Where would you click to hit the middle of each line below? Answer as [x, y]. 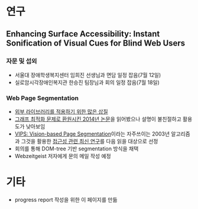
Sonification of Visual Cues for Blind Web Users [96, 43]
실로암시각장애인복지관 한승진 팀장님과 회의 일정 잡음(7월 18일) [87, 82]
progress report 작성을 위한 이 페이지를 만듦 [66, 200]
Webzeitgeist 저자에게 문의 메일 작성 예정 [63, 156]
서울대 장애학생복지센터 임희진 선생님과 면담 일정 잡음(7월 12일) [88, 75]
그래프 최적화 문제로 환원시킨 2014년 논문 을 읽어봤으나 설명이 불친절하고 [98, 119]
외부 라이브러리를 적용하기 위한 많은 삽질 [61, 112]
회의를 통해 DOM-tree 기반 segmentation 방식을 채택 [77, 149]
